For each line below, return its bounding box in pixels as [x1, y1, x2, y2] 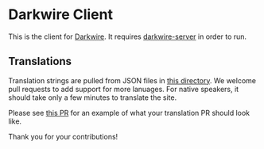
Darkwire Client [8, 6, 114, 24]
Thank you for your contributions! [8, 132, 118, 141]
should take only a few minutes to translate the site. [8, 93, 177, 102]
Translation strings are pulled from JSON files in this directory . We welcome [8, 75, 257, 85]
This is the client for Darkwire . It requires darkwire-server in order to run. [8, 32, 247, 41]
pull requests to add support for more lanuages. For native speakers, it [8, 84, 239, 94]
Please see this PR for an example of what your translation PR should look [8, 108, 250, 117]
